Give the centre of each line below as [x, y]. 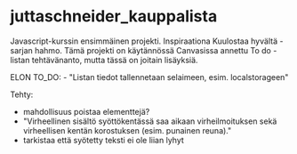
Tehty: [22, 94]
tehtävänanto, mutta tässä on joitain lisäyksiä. [115, 60]
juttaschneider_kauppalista [114, 16]
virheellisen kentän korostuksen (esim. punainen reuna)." [127, 130]
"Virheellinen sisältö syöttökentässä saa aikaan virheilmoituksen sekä [150, 121]
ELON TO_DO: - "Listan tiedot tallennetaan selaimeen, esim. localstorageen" [149, 77]
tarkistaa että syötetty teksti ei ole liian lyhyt [104, 140]
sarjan [22, 50]
